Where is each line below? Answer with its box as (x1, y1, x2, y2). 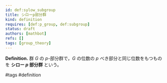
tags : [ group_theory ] (5, 41, 51, 46)
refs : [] (5, 36, 24, 41)
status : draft (5, 26, 36, 32)
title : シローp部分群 (5, 12, 47, 17)
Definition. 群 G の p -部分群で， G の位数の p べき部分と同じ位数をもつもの (5, 55, 162, 61)
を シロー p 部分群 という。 (5, 62, 62, 68)
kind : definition (5, 17, 42, 22)
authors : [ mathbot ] (5, 31, 47, 36)
